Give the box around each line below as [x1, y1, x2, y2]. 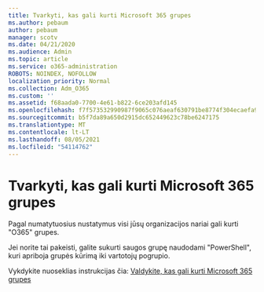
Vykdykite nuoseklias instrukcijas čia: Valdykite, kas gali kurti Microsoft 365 [8, 266, 253, 276]
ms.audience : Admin [8, 48, 72, 56]
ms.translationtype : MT [8, 121, 86, 129]
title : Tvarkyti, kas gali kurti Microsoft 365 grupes [8, 11, 192, 20]
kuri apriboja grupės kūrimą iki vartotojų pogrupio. [8, 251, 170, 261]
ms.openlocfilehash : [8, 107, 76, 115]
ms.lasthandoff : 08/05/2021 [8, 135, 101, 144]
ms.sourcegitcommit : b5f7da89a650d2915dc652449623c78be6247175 [8, 114, 220, 122]
